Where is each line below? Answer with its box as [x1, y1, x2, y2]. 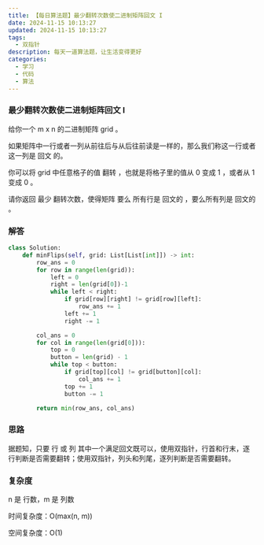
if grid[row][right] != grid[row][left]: [64, 295, 202, 303]
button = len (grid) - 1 [49, 354, 128, 361]
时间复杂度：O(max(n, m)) [8, 511, 93, 521]
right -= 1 [64, 317, 101, 325]
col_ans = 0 [36, 332, 76, 339]
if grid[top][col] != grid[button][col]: [64, 368, 202, 376]
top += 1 [64, 383, 93, 391]
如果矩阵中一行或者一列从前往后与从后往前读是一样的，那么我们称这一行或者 [8, 141, 256, 150]
